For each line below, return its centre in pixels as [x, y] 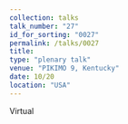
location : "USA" [40, 85]
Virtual [22, 110]
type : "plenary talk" [50, 60]
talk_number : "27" [44, 26]
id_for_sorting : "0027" [54, 34]
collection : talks [44, 18]
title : [22, 52]
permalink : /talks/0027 [54, 43]
